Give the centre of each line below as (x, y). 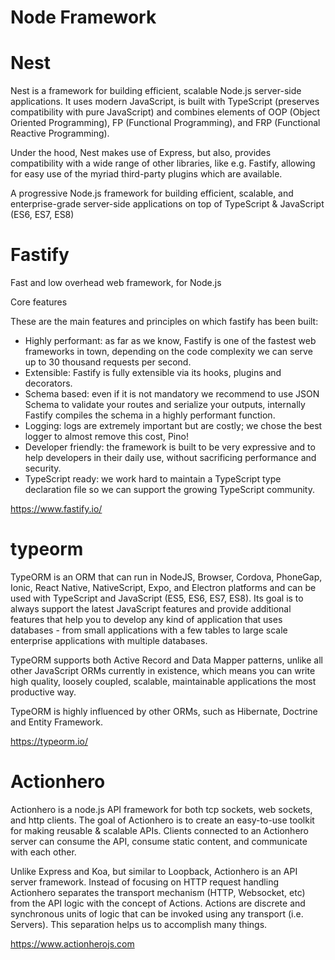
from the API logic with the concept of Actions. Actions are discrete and (158, 903)
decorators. (48, 383)
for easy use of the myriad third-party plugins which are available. (146, 174)
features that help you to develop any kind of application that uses (146, 619)
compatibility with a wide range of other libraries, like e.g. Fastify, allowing (163, 163)
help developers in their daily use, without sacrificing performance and (170, 458)
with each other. (43, 852)
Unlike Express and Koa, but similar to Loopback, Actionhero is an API (154, 871)
